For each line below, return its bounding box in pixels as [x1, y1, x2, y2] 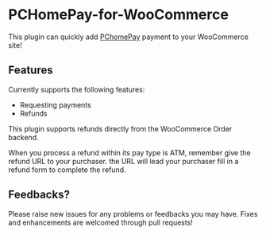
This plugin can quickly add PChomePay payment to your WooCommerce [8, 32, 249, 41]
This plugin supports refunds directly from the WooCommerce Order [8, 123, 233, 133]
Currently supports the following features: [8, 84, 145, 94]
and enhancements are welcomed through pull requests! [8, 217, 193, 227]
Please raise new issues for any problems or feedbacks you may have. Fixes [8, 209, 258, 218]
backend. [8, 132, 39, 142]
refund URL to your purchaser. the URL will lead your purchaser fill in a [8, 156, 239, 166]
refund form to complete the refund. [8, 165, 126, 174]
